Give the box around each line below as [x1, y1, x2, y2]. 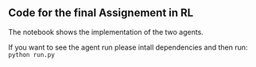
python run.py [8, 50, 56, 58]
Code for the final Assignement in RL [8, 6, 194, 20]
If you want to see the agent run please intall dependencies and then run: [8, 43, 248, 52]
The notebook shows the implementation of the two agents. [8, 27, 204, 36]
